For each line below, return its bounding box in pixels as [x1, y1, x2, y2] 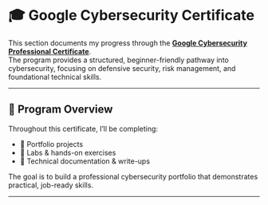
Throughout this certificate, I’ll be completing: [8, 124, 158, 133]
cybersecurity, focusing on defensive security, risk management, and [8, 63, 236, 73]
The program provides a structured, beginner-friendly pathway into [8, 55, 229, 65]
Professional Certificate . [8, 46, 92, 56]
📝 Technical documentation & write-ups [19, 156, 150, 166]
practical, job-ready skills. [8, 180, 94, 190]
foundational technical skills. [8, 72, 102, 81]
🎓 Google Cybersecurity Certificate [8, 6, 255, 25]
